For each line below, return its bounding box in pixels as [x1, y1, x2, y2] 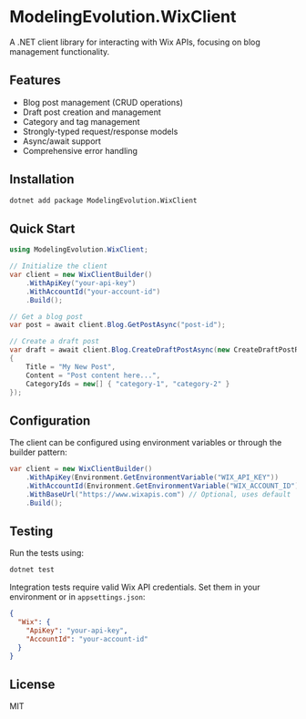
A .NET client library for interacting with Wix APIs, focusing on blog [9, 36, 261, 47]
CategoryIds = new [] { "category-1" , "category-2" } [25, 379, 230, 388]
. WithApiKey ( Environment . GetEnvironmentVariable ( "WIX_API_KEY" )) [25, 473, 280, 482]
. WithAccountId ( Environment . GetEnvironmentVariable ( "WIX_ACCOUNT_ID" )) [25, 481, 303, 490]
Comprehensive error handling [22, 145, 138, 156]
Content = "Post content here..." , [25, 371, 161, 380]
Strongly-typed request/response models [22, 126, 178, 137]
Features [9, 73, 61, 88]
